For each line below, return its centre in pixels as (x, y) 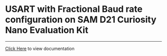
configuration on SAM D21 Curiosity (81, 20)
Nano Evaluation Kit (47, 30)
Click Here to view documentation (40, 49)
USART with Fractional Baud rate (74, 9)
